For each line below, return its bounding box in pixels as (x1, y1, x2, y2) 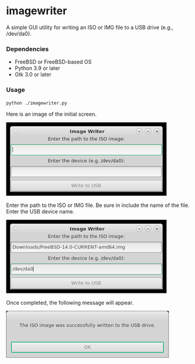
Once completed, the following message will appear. (6, 299, 134, 306)
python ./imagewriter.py (6, 100, 67, 106)
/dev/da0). (6, 30, 32, 37)
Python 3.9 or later (14, 65, 60, 72)
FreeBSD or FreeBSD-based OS (14, 58, 92, 66)
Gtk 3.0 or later (14, 71, 51, 78)
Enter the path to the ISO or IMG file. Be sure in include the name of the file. (6, 202, 190, 209)
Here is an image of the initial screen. (6, 110, 97, 117)
